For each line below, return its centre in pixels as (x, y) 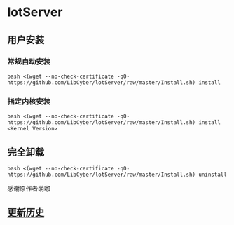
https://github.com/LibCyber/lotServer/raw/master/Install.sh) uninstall (117, 175)
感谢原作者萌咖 (29, 188)
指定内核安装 (29, 101)
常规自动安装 (29, 62)
